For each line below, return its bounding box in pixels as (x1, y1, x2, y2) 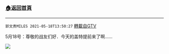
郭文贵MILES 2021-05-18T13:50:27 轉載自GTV (5, 23, 97, 29)
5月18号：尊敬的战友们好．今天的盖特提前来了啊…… (5, 33, 113, 39)
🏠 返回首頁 (5, 4, 32, 11)
